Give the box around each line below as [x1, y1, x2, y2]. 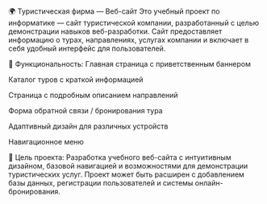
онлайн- [194, 178, 223, 187]
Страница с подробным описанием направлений [8, 91, 179, 100]
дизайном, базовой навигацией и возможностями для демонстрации [8, 161, 248, 170]
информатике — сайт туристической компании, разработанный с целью [8, 18, 260, 27]
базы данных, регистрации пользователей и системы [8, 178, 194, 187]
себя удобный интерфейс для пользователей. [8, 43, 166, 53]
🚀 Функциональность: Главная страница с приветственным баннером [8, 59, 252, 68]
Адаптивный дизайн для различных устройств [8, 121, 169, 131]
